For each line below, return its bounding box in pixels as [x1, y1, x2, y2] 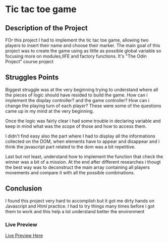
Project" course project [5, 59, 54, 64]
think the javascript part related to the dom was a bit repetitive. [5, 143, 136, 150]
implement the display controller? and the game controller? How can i [5, 97, 150, 103]
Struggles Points [5, 73, 59, 82]
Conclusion [5, 184, 42, 193]
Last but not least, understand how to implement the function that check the [5, 153, 163, 160]
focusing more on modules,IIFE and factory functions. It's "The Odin [5, 53, 147, 59]
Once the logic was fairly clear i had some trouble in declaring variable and [5, 118, 161, 124]
